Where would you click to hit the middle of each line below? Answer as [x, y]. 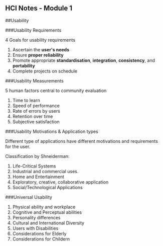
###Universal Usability [29, 197]
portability [24, 65]
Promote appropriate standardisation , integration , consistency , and [84, 60]
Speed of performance [36, 106]
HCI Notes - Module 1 [39, 8]
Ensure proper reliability [38, 55]
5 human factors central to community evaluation [56, 91]
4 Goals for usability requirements [40, 40]
